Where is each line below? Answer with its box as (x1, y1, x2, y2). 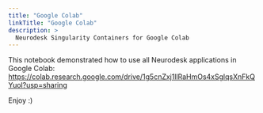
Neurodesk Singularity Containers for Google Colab (15, 33, 190, 42)
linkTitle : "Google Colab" (8, 19, 97, 27)
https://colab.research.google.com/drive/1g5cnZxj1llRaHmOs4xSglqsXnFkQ (8, 72, 256, 81)
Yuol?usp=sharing (8, 81, 67, 90)
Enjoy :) (8, 96, 33, 105)
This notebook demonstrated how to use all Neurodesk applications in (8, 55, 237, 65)
